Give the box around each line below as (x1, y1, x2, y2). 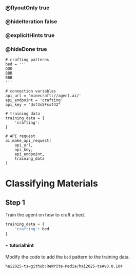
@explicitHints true (5, 31, 55, 39)
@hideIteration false (5, 17, 57, 25)
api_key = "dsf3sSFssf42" (5, 102, 61, 107)
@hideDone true (5, 45, 47, 52)
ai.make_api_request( (5, 138, 52, 143)
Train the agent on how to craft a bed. (5, 212, 86, 218)
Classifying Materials (5, 178, 99, 189)
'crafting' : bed (14, 226, 50, 231)
